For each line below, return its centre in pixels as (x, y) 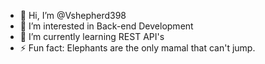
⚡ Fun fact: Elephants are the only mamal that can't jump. (137, 48)
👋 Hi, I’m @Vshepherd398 (73, 15)
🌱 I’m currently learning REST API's (92, 36)
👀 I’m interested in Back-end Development (106, 26)
